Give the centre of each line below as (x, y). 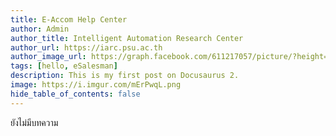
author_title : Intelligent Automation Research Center (127, 38)
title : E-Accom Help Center (69, 19)
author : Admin (40, 29)
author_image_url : (48, 57)
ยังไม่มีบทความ (34, 122)
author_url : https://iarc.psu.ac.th (86, 47)
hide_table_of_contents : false (75, 94)
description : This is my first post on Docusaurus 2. (125, 76)
